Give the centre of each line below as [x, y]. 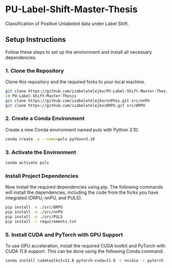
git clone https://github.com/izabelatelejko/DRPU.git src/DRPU [75, 105]
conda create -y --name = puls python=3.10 [50, 139]
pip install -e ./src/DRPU [34, 207]
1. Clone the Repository [35, 71]
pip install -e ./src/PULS [34, 217]
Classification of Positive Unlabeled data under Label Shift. [67, 24]
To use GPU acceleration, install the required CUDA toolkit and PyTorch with [85, 245]
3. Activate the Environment [41, 152]
